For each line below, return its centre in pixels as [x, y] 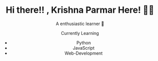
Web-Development [84, 53]
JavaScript [84, 48]
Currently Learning [80, 33]
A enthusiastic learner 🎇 [80, 24]
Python [84, 43]
